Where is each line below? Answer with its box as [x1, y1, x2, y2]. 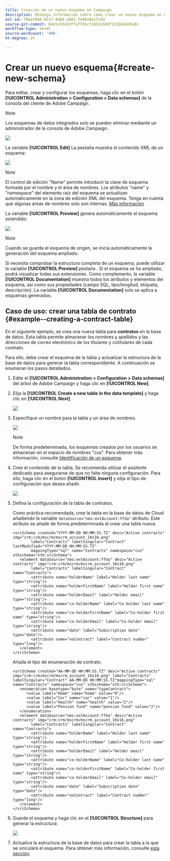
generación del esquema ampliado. [5, 250, 79, 256]
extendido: [5, 216, 28, 222]
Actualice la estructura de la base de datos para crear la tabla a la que [12, 839, 159, 846]
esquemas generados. [5, 292, 52, 298]
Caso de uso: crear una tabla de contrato [5, 307, 137, 316]
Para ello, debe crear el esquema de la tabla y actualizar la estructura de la [5, 354, 161, 360]
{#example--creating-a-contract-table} [5, 315, 133, 324]
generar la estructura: [12, 820, 58, 826]
